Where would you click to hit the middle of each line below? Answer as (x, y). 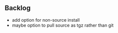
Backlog (18, 8)
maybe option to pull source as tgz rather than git (63, 25)
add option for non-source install (46, 20)
